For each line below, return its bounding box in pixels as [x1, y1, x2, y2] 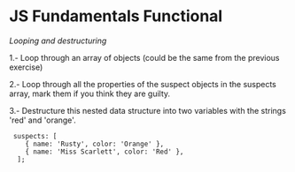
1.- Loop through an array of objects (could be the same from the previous [9, 52, 281, 63]
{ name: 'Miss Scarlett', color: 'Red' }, [25, 147, 184, 156]
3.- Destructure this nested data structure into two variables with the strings [9, 105, 286, 116]
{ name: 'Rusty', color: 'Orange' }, [25, 139, 165, 148]
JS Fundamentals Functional [9, 6, 223, 26]
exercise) [9, 62, 43, 72]
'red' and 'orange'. [9, 115, 77, 125]
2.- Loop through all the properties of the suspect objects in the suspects [9, 79, 277, 89]
